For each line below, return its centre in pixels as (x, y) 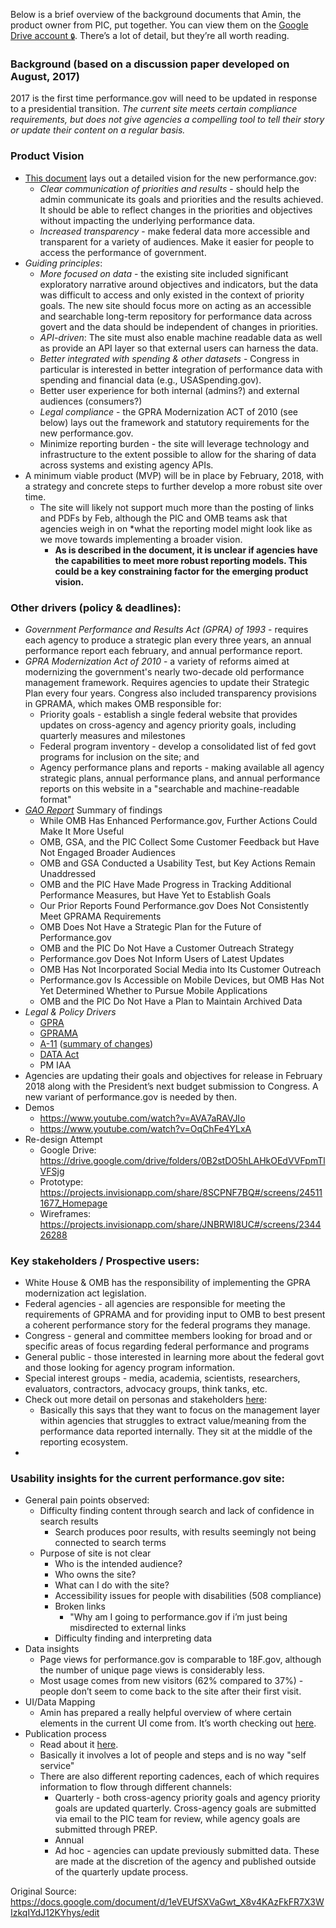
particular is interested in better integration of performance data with (181, 369)
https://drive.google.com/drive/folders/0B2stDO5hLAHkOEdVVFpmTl (182, 1160)
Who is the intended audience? (118, 1564)
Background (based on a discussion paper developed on (150, 64)
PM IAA (55, 1065)
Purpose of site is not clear (95, 1553)
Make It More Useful (82, 831)
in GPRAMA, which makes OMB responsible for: (123, 703)
